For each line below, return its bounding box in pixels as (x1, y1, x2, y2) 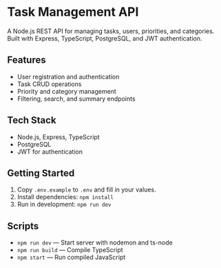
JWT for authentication (17, 147, 83, 156)
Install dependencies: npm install (17, 193, 114, 201)
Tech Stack (7, 114, 56, 126)
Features (7, 54, 46, 66)
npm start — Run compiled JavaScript (17, 253, 126, 262)
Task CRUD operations (17, 80, 82, 88)
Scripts (7, 220, 39, 231)
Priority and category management (17, 87, 117, 95)
